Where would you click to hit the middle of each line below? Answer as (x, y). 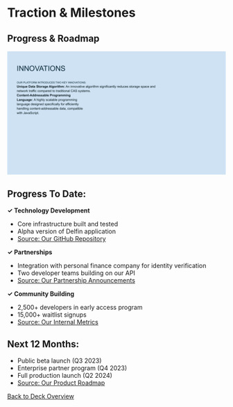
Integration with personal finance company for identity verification (112, 266)
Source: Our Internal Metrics (58, 322)
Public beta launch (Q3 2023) (59, 361)
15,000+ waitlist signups (52, 315)
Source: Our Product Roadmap (61, 383)
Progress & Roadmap (53, 39)
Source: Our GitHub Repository (61, 239)
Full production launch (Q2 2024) (65, 376)
